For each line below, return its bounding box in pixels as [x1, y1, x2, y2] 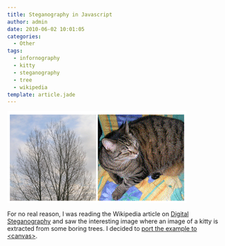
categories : [7, 33, 41, 40]
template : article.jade [7, 91, 76, 98]
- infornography [13, 55, 60, 62]
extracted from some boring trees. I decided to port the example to [7, 225, 197, 233]
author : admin [7, 18, 48, 25]
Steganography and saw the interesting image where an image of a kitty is [7, 217, 219, 225]
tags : [7, 48, 23, 54]
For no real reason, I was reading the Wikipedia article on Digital [7, 210, 189, 218]
